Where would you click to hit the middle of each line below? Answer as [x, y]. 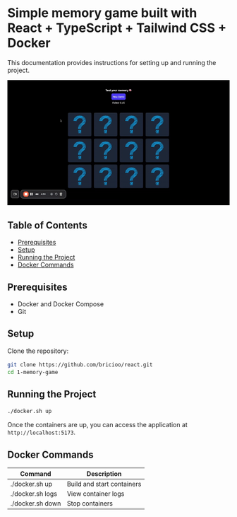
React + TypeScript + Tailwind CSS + [117, 28]
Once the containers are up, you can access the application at [98, 425]
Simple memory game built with [102, 13]
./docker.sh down [36, 504]
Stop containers [90, 504]
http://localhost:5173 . [42, 432]
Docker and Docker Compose [61, 304]
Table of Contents [48, 225]
